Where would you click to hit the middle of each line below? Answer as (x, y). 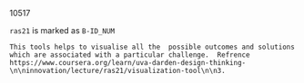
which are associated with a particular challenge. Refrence (130, 55)
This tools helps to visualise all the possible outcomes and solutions (152, 47)
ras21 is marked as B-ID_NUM (62, 30)
